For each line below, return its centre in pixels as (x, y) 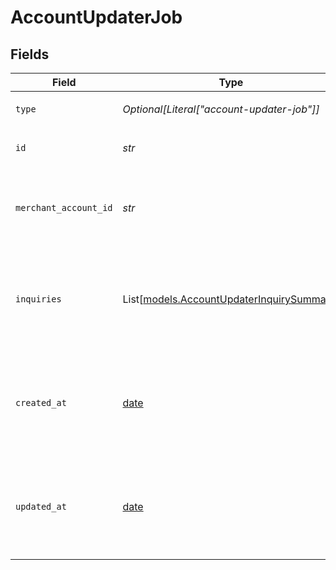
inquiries (38, 299)
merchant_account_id (64, 207)
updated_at (41, 506)
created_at (41, 402)
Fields (30, 54)
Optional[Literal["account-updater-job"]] (221, 109)
